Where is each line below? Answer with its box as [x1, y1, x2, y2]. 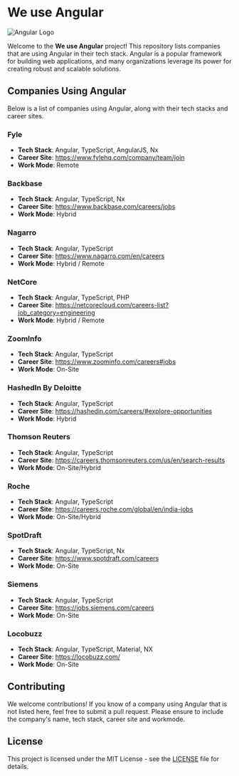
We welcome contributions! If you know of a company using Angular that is [7, 700, 228, 708]
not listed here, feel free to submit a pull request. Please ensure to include [7, 707, 224, 715]
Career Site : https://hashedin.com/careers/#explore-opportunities [17, 407, 212, 415]
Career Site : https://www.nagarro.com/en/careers [17, 251, 165, 260]
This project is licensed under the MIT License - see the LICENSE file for [7, 754, 219, 763]
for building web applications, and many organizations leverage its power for [7, 56, 232, 65]
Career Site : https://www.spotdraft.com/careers [17, 554, 159, 563]
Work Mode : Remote [17, 161, 80, 170]
